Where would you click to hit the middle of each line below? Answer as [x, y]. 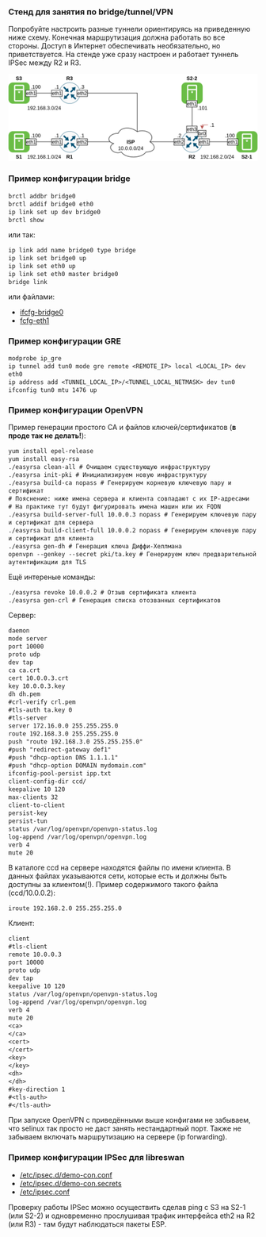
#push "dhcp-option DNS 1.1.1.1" [63, 758]
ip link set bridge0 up [47, 258]
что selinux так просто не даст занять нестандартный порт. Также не [125, 1128]
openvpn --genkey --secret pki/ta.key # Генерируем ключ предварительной [133, 555]
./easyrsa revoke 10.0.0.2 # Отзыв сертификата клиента [102, 593]
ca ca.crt [25, 670]
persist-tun [28, 821]
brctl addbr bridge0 [42, 196]
